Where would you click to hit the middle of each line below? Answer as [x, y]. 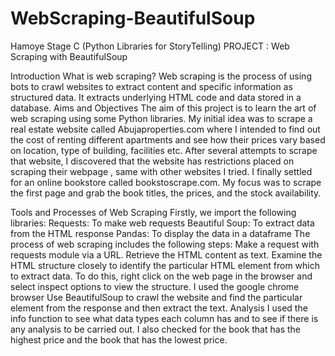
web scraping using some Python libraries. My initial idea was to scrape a [161, 118]
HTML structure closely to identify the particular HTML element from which [165, 265]
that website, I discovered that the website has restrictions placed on [152, 161]
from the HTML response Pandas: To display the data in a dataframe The [160, 233]
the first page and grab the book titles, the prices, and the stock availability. [166, 193]
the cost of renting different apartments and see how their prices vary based [168, 139]
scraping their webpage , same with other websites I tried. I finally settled [161, 171]
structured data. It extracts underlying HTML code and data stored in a [156, 97]
